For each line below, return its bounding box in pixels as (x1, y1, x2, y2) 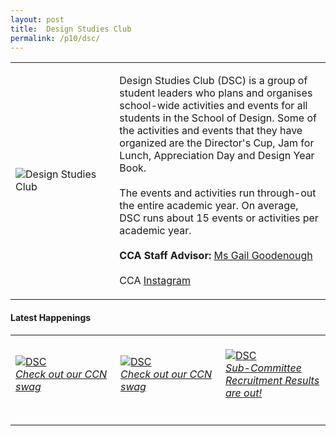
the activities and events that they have (119, 124, 303, 138)
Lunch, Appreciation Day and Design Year (119, 149, 315, 163)
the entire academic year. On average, (119, 199, 299, 213)
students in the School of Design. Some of (119, 111, 317, 125)
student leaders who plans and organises (119, 86, 313, 100)
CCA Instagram (119, 274, 192, 288)
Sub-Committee (225, 361, 302, 375)
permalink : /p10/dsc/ (10, 33, 101, 43)
